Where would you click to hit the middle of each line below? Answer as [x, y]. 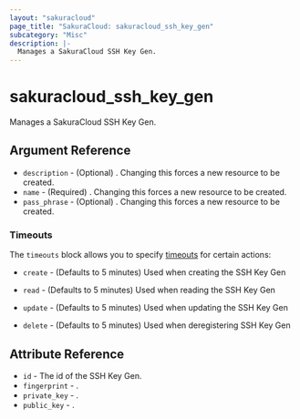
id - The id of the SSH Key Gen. [82, 375]
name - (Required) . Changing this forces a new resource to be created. [155, 191]
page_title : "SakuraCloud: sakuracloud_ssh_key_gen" [112, 26]
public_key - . [48, 404]
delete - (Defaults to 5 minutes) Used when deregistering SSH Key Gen [156, 325]
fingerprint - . [51, 385]
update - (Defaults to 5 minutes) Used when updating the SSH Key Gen [155, 308]
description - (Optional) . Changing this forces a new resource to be [151, 172]
